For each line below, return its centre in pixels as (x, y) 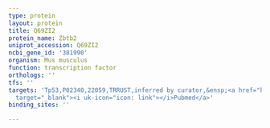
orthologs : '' (32, 75)
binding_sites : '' (39, 105)
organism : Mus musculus (48, 61)
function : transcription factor (62, 68)
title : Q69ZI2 (32, 30)
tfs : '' (21, 82)
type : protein (32, 16)
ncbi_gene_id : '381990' (48, 53)
